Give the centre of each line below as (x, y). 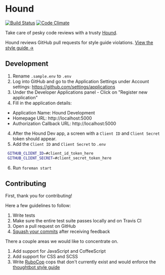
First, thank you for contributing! (39, 196)
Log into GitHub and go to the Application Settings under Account (81, 81)
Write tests (24, 215)
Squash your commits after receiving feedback (61, 231)
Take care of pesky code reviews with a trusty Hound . (61, 32)
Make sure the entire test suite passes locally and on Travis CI (77, 221)
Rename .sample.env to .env (42, 76)
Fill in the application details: (42, 103)
